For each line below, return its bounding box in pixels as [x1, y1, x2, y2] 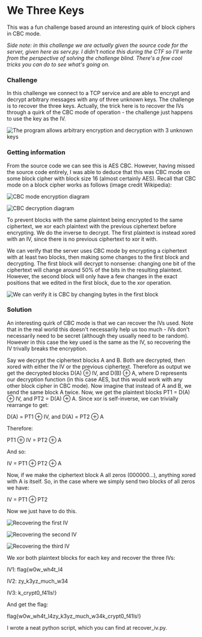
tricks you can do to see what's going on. [7, 61, 110, 68]
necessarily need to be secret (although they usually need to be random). [7, 332, 189, 339]
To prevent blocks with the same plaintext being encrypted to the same [7, 216, 183, 223]
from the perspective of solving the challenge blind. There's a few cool [7, 54, 183, 61]
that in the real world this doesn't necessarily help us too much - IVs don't [7, 326, 190, 333]
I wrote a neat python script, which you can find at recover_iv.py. [7, 624, 167, 631]
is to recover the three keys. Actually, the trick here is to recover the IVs [7, 102, 184, 110]
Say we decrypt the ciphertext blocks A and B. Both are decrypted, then [7, 356, 185, 364]
